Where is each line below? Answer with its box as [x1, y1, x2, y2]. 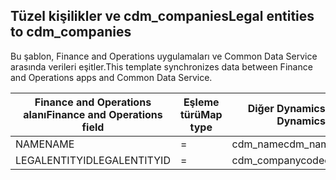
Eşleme [183, 95, 220, 109]
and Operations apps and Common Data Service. [10, 71, 213, 83]
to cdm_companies [10, 24, 132, 41]
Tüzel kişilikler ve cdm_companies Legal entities [10, 8, 315, 25]
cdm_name [231, 137, 285, 151]
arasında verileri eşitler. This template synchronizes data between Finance [10, 60, 313, 73]
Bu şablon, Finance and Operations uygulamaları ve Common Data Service [10, 50, 318, 62]
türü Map [179, 107, 223, 121]
